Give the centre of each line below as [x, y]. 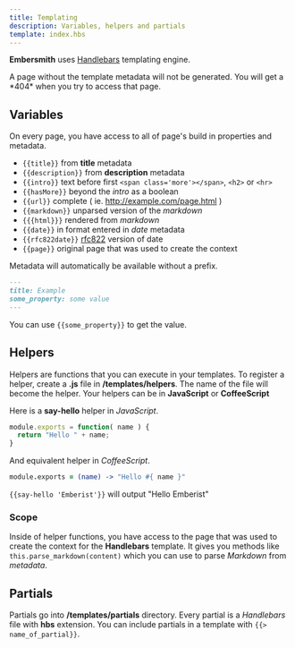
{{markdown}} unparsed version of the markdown [112, 210]
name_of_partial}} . [45, 634]
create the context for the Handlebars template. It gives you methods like [144, 546]
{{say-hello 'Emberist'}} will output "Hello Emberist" [109, 494]
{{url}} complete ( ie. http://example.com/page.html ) [122, 201]
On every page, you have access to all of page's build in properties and [141, 136]
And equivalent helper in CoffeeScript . [80, 461]
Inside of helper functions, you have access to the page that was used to [143, 537]
